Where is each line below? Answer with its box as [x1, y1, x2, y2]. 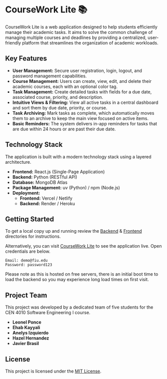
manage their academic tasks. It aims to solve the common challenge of [5, 29, 153, 35]
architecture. [5, 159, 31, 165]
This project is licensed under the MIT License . [5, 368, 102, 374]
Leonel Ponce [12, 319, 41, 325]
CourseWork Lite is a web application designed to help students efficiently [5, 23, 158, 30]
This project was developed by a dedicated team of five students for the [5, 304, 154, 310]
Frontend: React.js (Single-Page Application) [12, 168, 105, 175]
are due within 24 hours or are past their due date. [12, 126, 116, 132]
